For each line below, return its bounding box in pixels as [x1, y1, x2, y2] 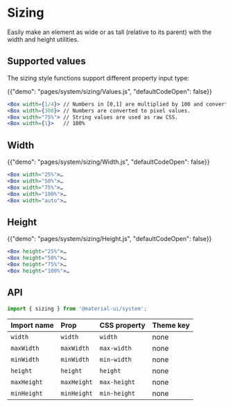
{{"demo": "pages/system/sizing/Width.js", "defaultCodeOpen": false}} [7, 158, 210, 166]
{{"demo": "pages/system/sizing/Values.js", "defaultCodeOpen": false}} [7, 87, 213, 95]
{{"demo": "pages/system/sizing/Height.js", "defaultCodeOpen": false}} [7, 235, 212, 243]
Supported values [7, 56, 86, 67]
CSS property [99, 321, 146, 331]
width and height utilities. [7, 35, 79, 43]
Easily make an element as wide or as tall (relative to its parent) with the [7, 28, 212, 36]
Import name [10, 321, 54, 331]
